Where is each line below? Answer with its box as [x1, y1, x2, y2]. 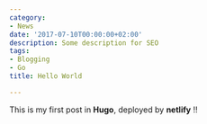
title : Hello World [9, 72, 83, 81]
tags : [9, 47, 30, 56]
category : [9, 13, 47, 22]
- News [9, 22, 34, 31]
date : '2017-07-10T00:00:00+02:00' [9, 30, 143, 39]
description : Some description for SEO [9, 38, 159, 48]
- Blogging [9, 55, 50, 64]
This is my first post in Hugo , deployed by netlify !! [9, 104, 198, 115]
